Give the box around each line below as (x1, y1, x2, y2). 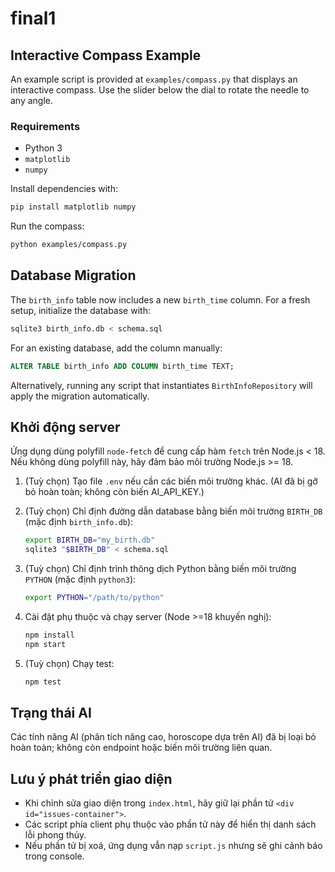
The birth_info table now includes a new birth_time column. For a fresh (10, 293, 311, 306)
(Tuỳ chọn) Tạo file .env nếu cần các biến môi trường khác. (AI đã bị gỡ (24, 475, 318, 487)
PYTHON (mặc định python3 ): (24, 573, 137, 586)
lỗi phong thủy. (24, 829, 87, 841)
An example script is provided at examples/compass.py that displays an (10, 73, 298, 85)
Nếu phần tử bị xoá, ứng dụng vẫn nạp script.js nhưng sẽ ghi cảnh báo (24, 840, 323, 852)
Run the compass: (10, 220, 85, 232)
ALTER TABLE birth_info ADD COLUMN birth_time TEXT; (10, 361, 235, 371)
